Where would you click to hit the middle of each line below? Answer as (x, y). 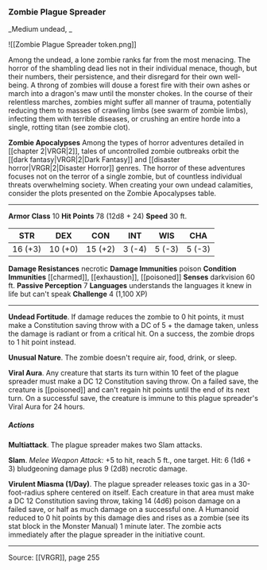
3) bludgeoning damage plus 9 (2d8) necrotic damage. (98, 469)
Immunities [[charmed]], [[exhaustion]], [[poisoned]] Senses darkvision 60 (132, 277)
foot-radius (27, 493)
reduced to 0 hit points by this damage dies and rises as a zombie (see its (129, 518)
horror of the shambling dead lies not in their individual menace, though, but (133, 68)
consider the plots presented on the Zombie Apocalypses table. (112, 194)
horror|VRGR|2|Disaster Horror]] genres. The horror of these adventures (127, 168)
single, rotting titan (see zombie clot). (70, 127)
